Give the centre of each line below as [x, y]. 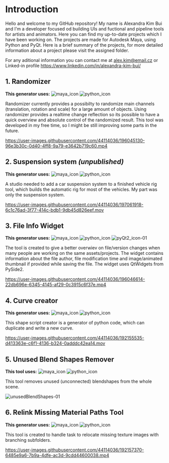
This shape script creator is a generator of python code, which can [75, 323]
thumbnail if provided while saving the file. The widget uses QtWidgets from [84, 264]
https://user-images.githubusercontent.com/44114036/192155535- [75, 338]
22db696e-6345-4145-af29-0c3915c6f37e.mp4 [56, 285]
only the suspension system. [35, 194]
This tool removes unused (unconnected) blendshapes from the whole [79, 381]
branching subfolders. [28, 440]
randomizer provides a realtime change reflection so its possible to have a [82, 114]
